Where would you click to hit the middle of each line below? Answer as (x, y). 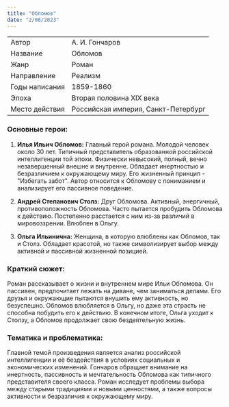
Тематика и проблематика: (55, 338)
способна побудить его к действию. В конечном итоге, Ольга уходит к (110, 313)
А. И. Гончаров (96, 42)
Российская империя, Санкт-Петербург (139, 109)
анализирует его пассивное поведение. (75, 188)
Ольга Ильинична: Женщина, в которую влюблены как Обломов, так (119, 236)
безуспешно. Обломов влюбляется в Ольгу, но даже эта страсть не (107, 306)
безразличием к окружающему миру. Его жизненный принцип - (111, 173)
